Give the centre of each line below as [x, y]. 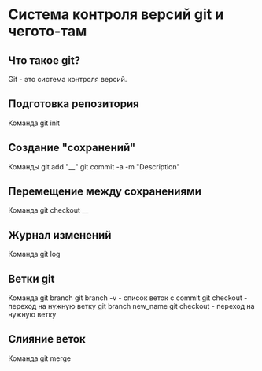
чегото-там [48, 31]
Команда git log [34, 254]
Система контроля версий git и [116, 15]
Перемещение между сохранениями [105, 192]
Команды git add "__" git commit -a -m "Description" [94, 166]
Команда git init [34, 123]
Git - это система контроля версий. [68, 79]
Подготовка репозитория [74, 104]
